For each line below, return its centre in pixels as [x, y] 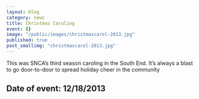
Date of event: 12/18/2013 [56, 89]
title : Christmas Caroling [41, 23]
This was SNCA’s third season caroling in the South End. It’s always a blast [100, 63]
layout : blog [23, 12]
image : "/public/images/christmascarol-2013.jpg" [71, 35]
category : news [26, 18]
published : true [27, 40]
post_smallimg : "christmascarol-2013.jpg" [61, 46]
